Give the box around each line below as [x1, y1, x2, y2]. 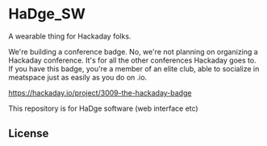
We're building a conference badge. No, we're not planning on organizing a [8, 47, 258, 56]
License [8, 127, 49, 140]
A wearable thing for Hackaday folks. [8, 31, 131, 41]
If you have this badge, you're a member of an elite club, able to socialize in [8, 63, 260, 73]
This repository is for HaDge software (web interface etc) [8, 103, 199, 113]
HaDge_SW [8, 5, 86, 23]
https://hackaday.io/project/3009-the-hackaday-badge [8, 87, 192, 97]
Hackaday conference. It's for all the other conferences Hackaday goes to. [8, 55, 257, 65]
